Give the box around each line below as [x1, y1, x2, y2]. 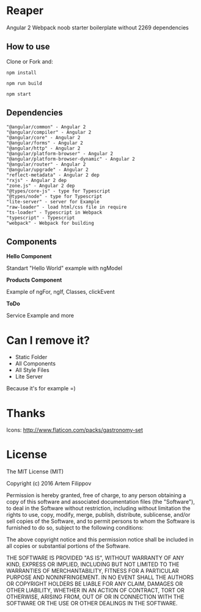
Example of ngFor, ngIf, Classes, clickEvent [6, 288, 115, 296]
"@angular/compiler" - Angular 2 [6, 129, 92, 135]
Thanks [6, 406, 46, 420]
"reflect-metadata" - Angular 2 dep [6, 172, 100, 178]
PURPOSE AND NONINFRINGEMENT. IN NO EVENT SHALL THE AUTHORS [6, 574, 194, 581]
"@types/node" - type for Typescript [6, 193, 103, 199]
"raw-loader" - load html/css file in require [6, 204, 127, 210]
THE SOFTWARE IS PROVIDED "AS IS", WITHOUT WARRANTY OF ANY [6, 554, 185, 562]
